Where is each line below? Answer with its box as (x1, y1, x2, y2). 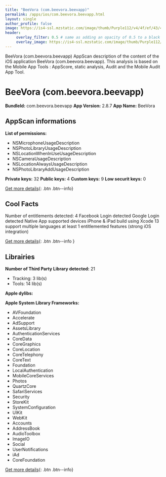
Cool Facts (5, 199, 39, 208)
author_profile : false (5, 21, 52, 26)
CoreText (12, 357, 31, 363)
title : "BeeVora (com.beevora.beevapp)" (5, 7, 90, 12)
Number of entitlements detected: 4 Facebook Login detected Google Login (5, 213, 160, 219)
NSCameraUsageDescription (12, 156, 72, 162)
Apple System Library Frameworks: (5, 300, 80, 306)
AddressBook (12, 425, 41, 431)
